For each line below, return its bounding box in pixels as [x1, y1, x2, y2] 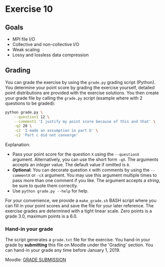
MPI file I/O [12, 36, 36, 42]
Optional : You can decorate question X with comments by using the [12, 167, 150, 173]
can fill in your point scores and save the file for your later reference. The [5, 203, 154, 209]
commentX [12, 173, 31, 178]
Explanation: [5, 142, 31, 148]
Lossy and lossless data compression [12, 52, 89, 58]
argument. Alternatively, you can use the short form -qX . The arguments [12, 156, 159, 162]
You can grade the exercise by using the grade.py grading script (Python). [5, 79, 156, 85]
